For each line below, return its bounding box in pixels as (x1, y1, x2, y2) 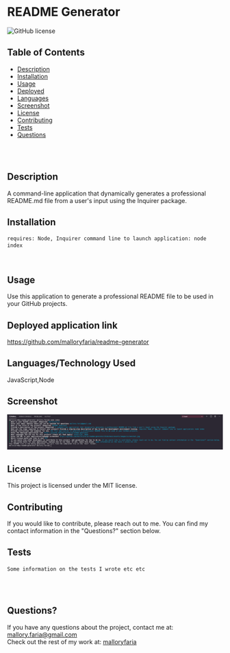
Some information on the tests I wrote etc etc (7, 565, 146, 573)
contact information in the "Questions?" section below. (7, 526, 161, 535)
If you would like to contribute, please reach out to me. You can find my (7, 519, 209, 527)
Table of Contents (7, 47, 86, 58)
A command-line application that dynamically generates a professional (7, 189, 207, 198)
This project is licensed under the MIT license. (7, 482, 138, 490)
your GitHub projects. (7, 300, 68, 308)
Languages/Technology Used (7, 357, 136, 369)
